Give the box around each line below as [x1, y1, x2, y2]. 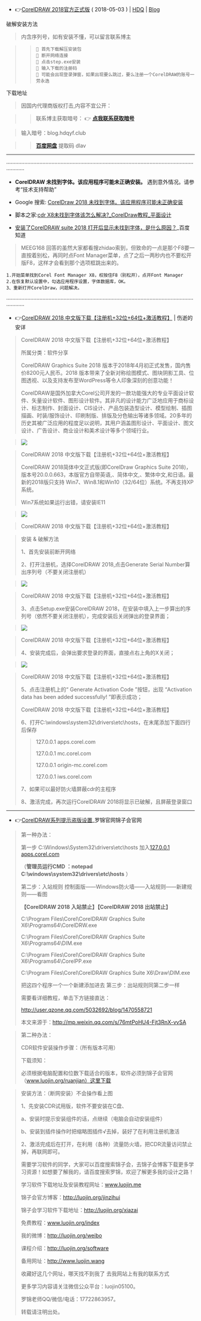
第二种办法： [20, 1031, 53, 1038]
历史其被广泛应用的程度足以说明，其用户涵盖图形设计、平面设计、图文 [20, 419, 194, 426]
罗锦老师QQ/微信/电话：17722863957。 [20, 1296, 119, 1302]
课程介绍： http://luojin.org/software [20, 1245, 109, 1252]
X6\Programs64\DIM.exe [20, 940, 83, 947]
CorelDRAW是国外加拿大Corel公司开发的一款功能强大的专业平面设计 [20, 389, 189, 396]
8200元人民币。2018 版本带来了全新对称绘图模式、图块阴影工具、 [26, 369, 190, 376]
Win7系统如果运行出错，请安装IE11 [20, 499, 106, 505]
